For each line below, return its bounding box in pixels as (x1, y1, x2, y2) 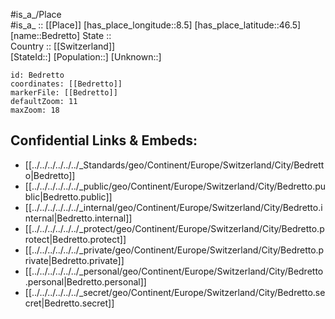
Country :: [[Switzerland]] (10, 40, 116, 52)
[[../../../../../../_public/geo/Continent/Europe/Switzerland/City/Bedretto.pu (24, 180, 327, 192)
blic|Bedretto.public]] (24, 190, 113, 203)
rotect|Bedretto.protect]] (24, 233, 127, 245)
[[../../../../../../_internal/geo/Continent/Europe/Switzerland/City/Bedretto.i (24, 201, 323, 213)
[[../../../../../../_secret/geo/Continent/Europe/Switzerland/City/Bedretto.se (24, 286, 326, 298)
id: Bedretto (10, 70, 65, 80)
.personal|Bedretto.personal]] (24, 275, 147, 288)
